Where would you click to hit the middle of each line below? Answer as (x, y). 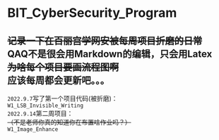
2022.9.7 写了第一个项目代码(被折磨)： (63, 98)
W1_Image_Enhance (33, 129)
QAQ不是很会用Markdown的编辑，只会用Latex (110, 54)
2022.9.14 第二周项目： (40, 113)
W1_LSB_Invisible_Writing (45, 106)
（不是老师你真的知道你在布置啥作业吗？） (69, 122)
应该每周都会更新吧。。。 (58, 80)
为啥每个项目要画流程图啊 (63, 67)
